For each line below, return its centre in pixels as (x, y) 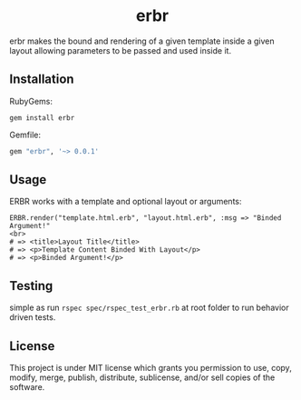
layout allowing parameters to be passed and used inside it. (121, 50)
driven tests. (33, 317)
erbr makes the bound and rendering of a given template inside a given (142, 41)
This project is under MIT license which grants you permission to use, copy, (150, 368)
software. (27, 387)
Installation (42, 80)
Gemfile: (25, 135)
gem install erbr (42, 118)
